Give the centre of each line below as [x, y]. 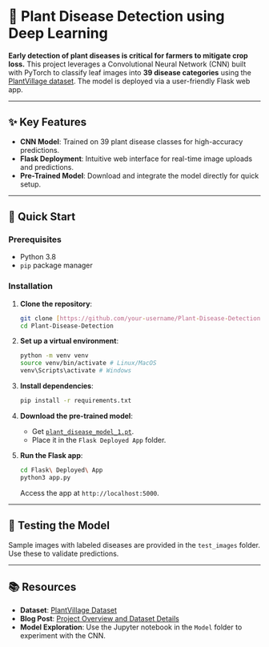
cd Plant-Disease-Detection [66, 326]
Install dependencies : [56, 386]
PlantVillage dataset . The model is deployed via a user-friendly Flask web [129, 81]
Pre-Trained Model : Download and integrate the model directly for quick [139, 175]
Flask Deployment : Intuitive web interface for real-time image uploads [136, 159]
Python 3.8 [38, 257]
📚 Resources [42, 587]
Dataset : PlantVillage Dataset [68, 610]
